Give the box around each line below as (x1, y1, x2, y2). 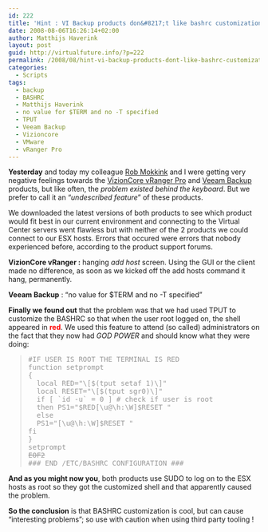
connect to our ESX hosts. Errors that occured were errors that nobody (8, 233, 241, 244)
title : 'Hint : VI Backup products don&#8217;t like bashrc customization (8, 19, 262, 27)
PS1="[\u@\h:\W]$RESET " (36, 419, 134, 428)
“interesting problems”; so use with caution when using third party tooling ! (8, 514, 254, 524)
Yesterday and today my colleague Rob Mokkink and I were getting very (8, 167, 246, 177)
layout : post (8, 42, 52, 50)
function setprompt (27, 363, 104, 372)
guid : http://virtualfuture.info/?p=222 (8, 49, 145, 57)
